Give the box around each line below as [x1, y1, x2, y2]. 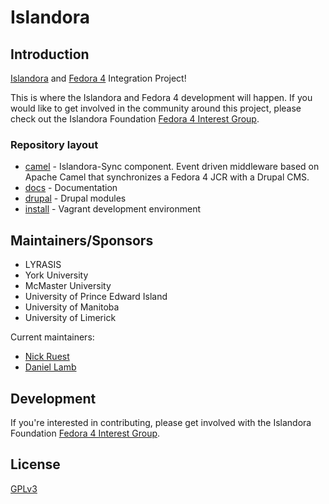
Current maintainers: [10, 331, 95, 343]
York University [24, 269, 89, 281]
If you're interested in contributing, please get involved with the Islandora [10, 416, 312, 428]
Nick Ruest [24, 351, 70, 363]
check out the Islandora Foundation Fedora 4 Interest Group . [10, 113, 260, 125]
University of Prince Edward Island [24, 291, 168, 303]
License [10, 456, 61, 473]
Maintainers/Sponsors [10, 232, 154, 249]
